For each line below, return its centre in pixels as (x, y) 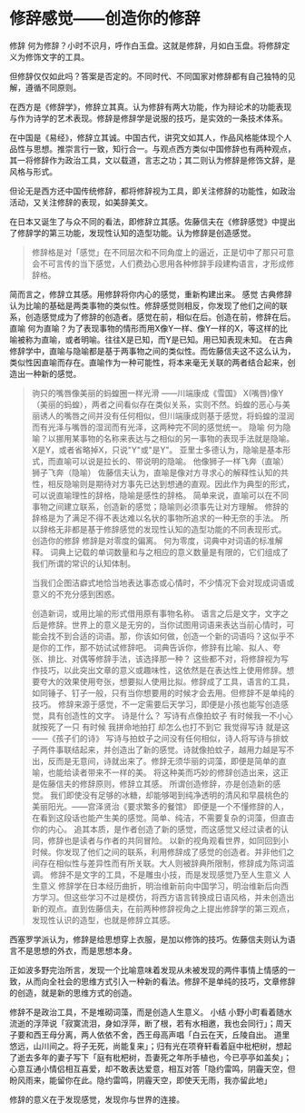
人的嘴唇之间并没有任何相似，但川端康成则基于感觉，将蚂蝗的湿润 (171, 415)
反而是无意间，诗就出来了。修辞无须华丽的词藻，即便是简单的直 (167, 760)
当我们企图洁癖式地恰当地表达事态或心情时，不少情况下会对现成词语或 (163, 582)
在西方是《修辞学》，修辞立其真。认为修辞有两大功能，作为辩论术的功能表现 (151, 106)
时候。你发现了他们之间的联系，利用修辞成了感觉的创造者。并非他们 (159, 851)
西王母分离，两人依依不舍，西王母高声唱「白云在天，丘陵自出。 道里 (162, 1034)
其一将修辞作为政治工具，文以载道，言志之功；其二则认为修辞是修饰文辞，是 (152, 160)
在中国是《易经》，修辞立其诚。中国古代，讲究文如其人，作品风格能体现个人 (151, 137)
